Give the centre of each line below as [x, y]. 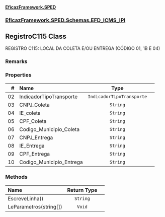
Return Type [82, 190]
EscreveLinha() [26, 198]
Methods [16, 177]
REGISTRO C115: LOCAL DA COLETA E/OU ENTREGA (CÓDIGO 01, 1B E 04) [83, 48]
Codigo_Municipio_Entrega [51, 162]
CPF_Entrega [35, 154]
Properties [18, 75]
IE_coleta [30, 113]
